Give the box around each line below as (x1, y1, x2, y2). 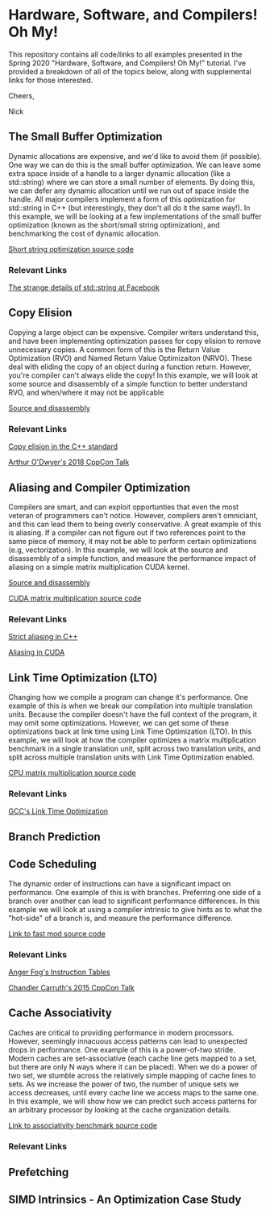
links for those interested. (8, 75, 93, 85)
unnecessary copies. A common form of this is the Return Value (8, 345, 220, 354)
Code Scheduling (8, 857, 97, 871)
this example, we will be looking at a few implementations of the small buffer (8, 211, 262, 221)
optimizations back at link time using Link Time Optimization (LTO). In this (8, 726, 252, 736)
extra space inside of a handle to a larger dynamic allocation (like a (8, 168, 231, 178)
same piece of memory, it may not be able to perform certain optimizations (8, 536, 257, 546)
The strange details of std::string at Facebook (8, 283, 160, 292)
